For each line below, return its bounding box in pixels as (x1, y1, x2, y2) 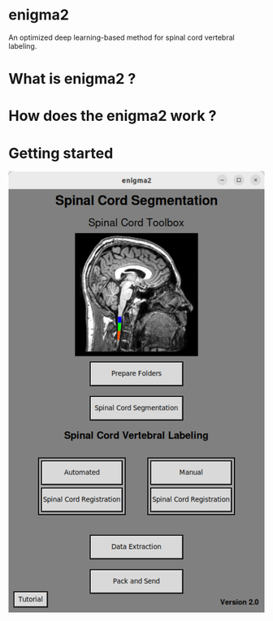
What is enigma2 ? (8, 70, 136, 88)
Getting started (8, 144, 114, 162)
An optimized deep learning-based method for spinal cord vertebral (8, 32, 235, 42)
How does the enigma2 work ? (8, 107, 217, 125)
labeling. (8, 41, 37, 50)
